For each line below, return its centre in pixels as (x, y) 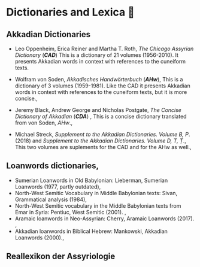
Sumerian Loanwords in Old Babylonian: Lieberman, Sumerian (91, 180)
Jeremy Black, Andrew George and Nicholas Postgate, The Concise (98, 110)
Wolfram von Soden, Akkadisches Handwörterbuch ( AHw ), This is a (99, 79)
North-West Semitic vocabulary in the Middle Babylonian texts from (98, 205)
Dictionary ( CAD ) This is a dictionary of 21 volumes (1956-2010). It (96, 55)
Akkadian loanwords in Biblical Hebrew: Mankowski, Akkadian (91, 231)
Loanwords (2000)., (40, 237)
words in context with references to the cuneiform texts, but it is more (101, 92)
